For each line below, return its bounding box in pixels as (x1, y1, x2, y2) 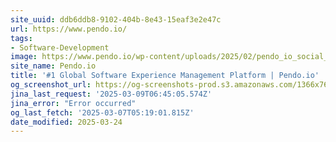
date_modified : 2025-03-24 (10, 117, 123, 127)
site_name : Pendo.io (10, 61, 97, 71)
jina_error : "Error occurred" (10, 98, 137, 108)
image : (10, 52, 38, 62)
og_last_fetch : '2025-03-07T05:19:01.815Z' (10, 107, 195, 118)
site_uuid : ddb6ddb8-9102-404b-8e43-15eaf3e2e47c (10, 14, 222, 25)
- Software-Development (10, 42, 110, 53)
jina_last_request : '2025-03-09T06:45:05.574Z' (10, 89, 213, 99)
